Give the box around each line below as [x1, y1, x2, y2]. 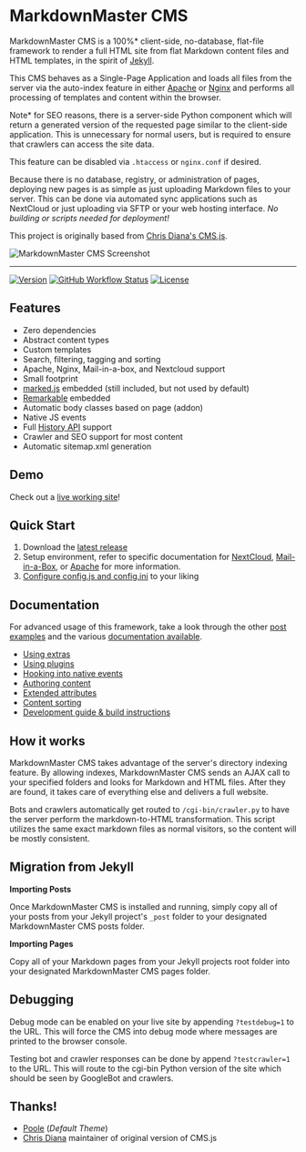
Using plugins [22, 658, 75, 669]
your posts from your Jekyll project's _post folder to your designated [9, 911, 267, 922]
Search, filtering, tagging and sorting [22, 353, 161, 364]
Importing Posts [9, 883, 72, 894]
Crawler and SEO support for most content [22, 431, 184, 442]
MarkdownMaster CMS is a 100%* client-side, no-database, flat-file [9, 36, 264, 46]
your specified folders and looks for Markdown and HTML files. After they [9, 777, 286, 788]
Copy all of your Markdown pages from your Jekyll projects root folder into [9, 955, 291, 966]
